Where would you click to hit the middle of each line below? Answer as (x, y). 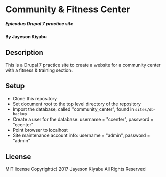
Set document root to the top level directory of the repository (77, 104)
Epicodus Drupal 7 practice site (39, 23)
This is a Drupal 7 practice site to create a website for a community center (83, 65)
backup (20, 114)
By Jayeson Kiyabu (26, 37)
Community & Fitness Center (68, 9)
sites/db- (146, 110)
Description (24, 53)
